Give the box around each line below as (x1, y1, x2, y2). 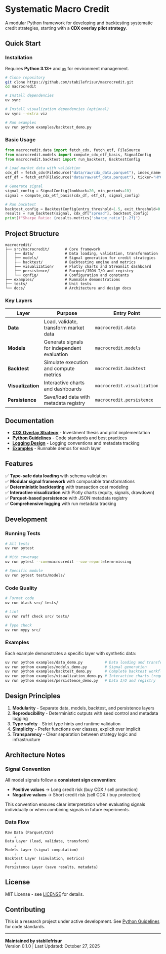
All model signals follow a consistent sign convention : (5, 777, 117, 783)
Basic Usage (5, 136, 36, 143)
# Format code (5, 596, 35, 601)
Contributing (5, 906, 45, 914)
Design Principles (5, 692, 61, 700)
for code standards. (5, 924, 45, 930)
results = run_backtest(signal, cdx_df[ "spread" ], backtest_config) (5, 211, 149, 216)
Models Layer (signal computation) (5, 847, 79, 852)
